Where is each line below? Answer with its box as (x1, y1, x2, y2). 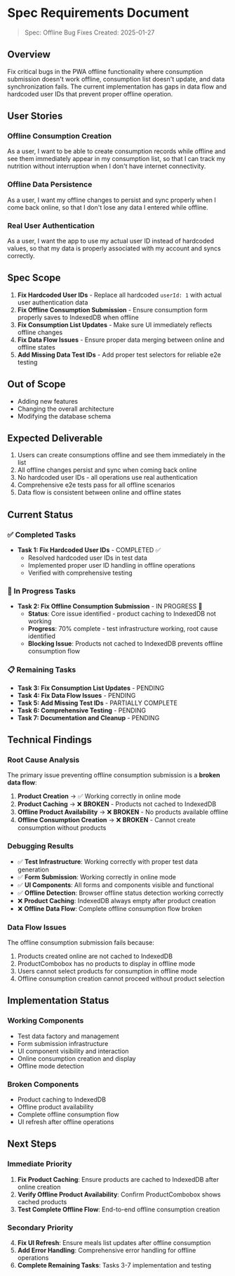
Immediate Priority (7, 1159, 72, 1169)
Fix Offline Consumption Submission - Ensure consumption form (17, 305, 208, 314)
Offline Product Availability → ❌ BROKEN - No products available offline (17, 808, 229, 817)
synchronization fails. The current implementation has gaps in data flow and (7, 82, 227, 91)
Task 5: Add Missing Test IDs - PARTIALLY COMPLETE (17, 698, 177, 707)
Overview (7, 49, 51, 60)
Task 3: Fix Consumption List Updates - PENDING (17, 684, 165, 692)
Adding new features (17, 397, 79, 405)
